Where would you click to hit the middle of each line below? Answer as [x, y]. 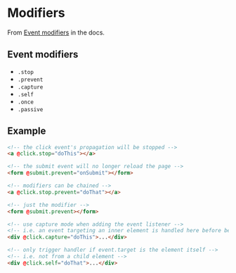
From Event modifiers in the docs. [56, 32]
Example [27, 131]
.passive [30, 109]
